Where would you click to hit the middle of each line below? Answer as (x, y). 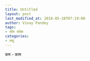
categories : (17, 37)
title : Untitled (21, 9)
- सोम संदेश (14, 32)
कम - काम (13, 54)
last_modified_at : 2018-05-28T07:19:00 (45, 18)
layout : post (18, 14)
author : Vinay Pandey (27, 23)
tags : (10, 27)
